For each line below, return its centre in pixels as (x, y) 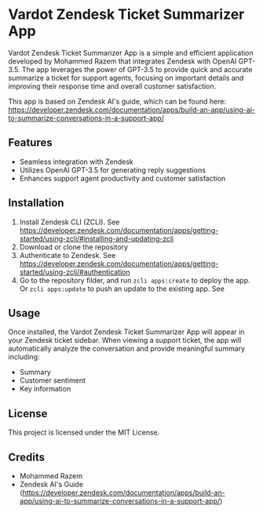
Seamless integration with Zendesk (76, 162)
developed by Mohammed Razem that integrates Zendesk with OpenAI (122, 61)
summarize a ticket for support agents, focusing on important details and (126, 78)
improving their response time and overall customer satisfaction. (112, 86)
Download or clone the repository (73, 247)
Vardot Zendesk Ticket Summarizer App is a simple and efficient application (131, 53)
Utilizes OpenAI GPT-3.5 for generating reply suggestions (113, 169)
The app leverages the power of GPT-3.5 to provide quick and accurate (137, 69)
